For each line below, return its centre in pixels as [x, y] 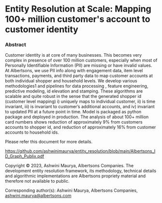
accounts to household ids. [32, 132]
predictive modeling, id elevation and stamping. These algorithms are [74, 91]
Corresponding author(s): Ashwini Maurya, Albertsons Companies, [71, 190]
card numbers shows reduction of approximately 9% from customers [74, 122]
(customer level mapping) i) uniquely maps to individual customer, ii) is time [80, 101]
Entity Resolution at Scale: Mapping [78, 9]
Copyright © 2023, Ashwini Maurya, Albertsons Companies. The [69, 166]
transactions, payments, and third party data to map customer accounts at [79, 76]
